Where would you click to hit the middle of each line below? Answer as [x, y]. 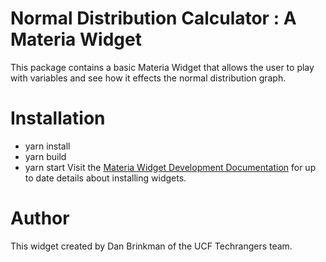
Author [40, 218]
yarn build [45, 156]
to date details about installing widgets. [105, 178]
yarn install [47, 146]
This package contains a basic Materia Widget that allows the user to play [162, 67]
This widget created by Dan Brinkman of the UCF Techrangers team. [151, 246]
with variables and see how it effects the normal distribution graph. [148, 78]
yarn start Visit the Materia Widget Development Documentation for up [170, 167]
